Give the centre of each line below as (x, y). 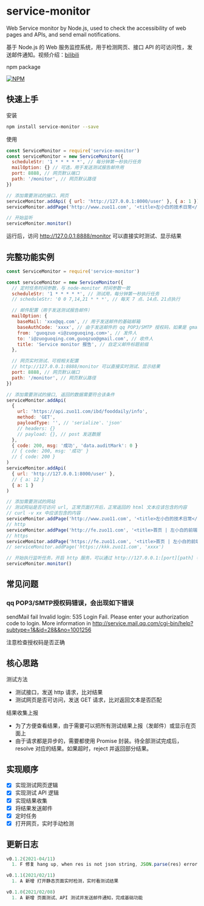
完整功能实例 (30, 257)
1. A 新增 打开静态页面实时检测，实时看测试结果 (65, 881)
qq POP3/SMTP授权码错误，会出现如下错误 (70, 603)
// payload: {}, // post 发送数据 (59, 434)
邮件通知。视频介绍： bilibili (45, 54)
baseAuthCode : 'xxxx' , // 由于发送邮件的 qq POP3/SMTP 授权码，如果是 (102, 327)
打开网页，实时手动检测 (44, 823)
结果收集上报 (22, 712)
